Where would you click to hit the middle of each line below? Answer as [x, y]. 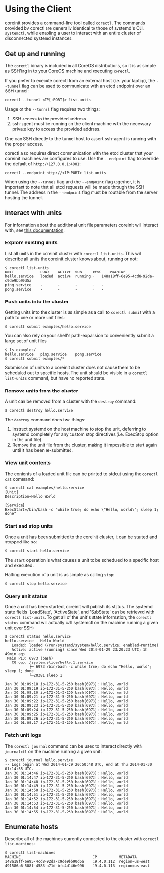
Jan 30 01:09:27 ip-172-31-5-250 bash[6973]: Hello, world [67, 723]
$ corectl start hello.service [37, 551]
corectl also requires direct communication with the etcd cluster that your [79, 153]
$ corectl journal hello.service [39, 760]
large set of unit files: [26, 341]
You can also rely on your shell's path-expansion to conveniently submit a [80, 336]
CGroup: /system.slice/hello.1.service [52, 662]
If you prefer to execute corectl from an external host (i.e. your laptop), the [80, 80]
